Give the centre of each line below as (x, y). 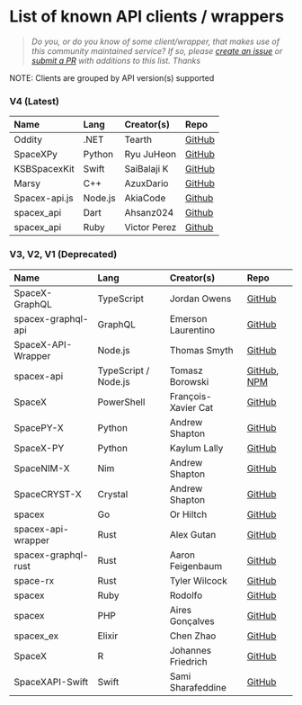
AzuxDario (147, 183)
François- (191, 396)
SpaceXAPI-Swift (51, 682)
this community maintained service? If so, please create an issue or (157, 50)
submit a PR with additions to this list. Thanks (115, 60)
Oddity (28, 139)
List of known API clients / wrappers (147, 17)
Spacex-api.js (44, 198)
